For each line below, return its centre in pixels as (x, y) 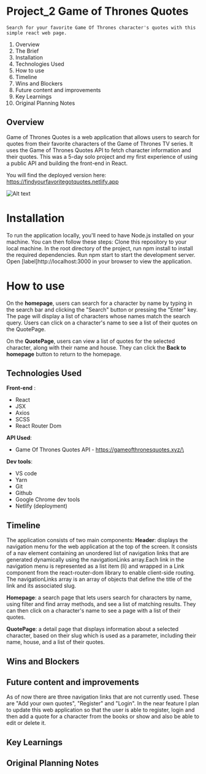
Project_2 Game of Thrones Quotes (97, 11)
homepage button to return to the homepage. (64, 354)
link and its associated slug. (41, 586)
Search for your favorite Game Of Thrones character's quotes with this (101, 28)
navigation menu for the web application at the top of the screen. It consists (102, 546)
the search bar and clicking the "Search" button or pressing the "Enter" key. (102, 309)
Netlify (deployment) (41, 506)
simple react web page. (37, 33)
